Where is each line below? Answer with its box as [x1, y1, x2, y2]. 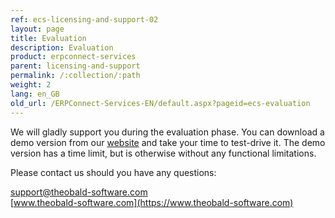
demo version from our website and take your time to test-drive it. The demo [10, 136, 326, 148]
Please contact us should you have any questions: [10, 166, 217, 178]
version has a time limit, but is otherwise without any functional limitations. [10, 147, 317, 159]
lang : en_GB [10, 89, 60, 99]
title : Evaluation [10, 33, 87, 43]
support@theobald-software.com [10, 186, 148, 198]
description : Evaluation [10, 42, 114, 53]
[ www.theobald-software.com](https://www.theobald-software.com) [10, 196, 294, 208]
